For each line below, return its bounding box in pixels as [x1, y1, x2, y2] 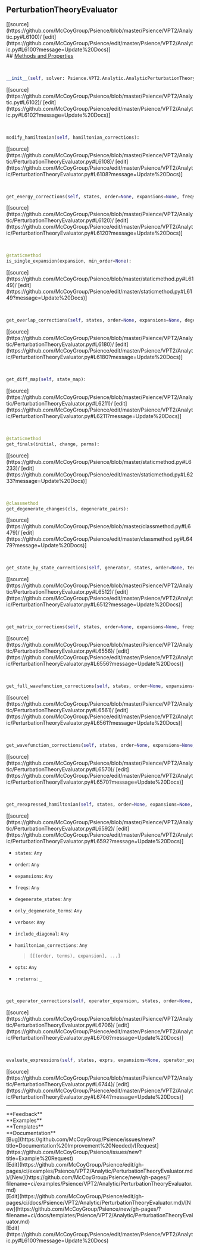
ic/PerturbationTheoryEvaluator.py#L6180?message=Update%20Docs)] [6, 354, 183, 361]
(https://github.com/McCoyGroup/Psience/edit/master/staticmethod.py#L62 [6, 470, 193, 478]
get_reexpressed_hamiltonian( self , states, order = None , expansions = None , [6, 801, 193, 808]
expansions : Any [14, 872, 53, 879]
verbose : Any [14, 918, 45, 925]
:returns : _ [14, 975, 43, 982]
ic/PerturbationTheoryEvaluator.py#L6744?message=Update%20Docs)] [6, 1093, 184, 1101]
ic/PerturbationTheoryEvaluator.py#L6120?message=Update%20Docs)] [6, 229, 183, 237]
